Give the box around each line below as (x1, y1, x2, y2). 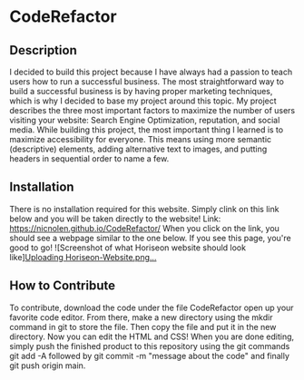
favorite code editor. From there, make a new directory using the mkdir (9, 311, 273, 323)
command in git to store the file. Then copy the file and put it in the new (9, 321, 277, 332)
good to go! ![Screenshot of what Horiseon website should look (9, 242, 247, 253)
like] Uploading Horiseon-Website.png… (9, 251, 157, 262)
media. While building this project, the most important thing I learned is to (9, 124, 284, 135)
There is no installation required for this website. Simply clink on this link (9, 203, 279, 214)
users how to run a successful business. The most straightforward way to (9, 76, 284, 87)
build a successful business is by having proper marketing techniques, (9, 86, 273, 96)
